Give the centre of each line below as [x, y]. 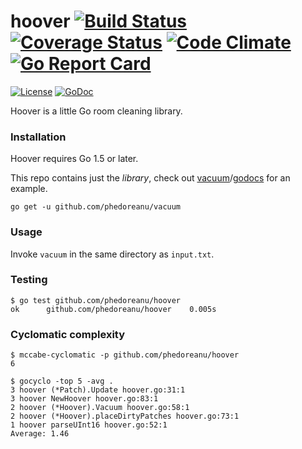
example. [29, 189]
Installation [38, 137]
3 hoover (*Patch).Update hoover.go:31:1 [98, 390]
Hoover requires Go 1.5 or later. [74, 159]
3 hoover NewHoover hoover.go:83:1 [84, 399]
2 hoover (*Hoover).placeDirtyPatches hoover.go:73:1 [125, 416]
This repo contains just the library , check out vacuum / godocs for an [150, 178]
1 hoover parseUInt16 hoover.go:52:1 [89, 425]
